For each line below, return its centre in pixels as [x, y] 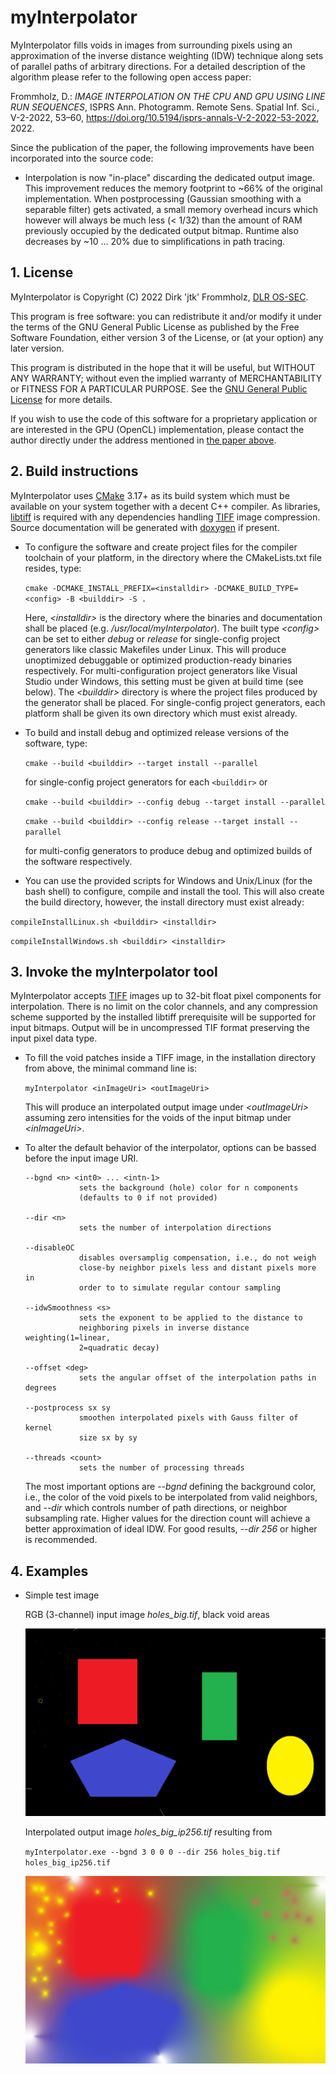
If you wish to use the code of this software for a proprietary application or [164, 418]
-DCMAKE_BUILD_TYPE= [256, 588]
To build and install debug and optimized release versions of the [157, 732]
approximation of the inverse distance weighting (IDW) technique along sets [167, 55]
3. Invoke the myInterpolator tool [114, 971]
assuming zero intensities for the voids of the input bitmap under [158, 1118]
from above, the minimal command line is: [111, 1068]
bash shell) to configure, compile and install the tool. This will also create [174, 891]
